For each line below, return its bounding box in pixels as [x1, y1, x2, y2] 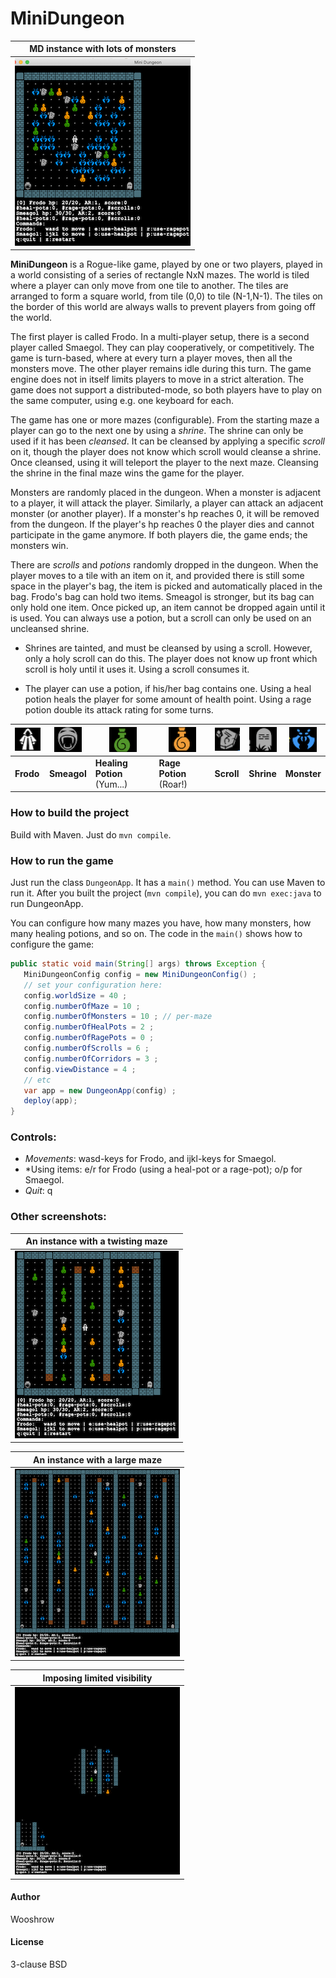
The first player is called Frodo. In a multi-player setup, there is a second [10, 331, 310, 343]
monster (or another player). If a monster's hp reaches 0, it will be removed [10, 508, 320, 520]
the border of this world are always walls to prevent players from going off [10, 301, 316, 313]
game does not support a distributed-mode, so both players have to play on [10, 384, 322, 396]
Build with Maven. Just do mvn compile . [10, 828, 172, 841]
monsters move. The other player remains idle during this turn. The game [10, 363, 312, 375]
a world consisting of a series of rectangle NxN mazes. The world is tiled [10, 269, 310, 281]
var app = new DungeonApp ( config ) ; [23, 1085, 177, 1096]
